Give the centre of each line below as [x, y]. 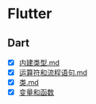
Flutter [30, 14]
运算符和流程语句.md [53, 72]
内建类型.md [39, 63]
